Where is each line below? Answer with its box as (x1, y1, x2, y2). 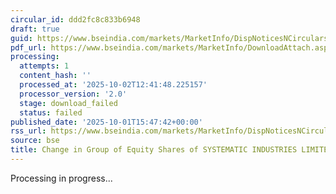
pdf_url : (10, 42, 47, 53)
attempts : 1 (19, 61, 70, 71)
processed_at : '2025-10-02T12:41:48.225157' (19, 80, 208, 90)
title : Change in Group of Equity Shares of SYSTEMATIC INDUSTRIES (10, 145, 298, 155)
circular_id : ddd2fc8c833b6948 (10, 14, 141, 25)
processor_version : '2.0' (19, 89, 128, 99)
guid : (10, 33, 33, 43)
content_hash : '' (19, 71, 92, 81)
